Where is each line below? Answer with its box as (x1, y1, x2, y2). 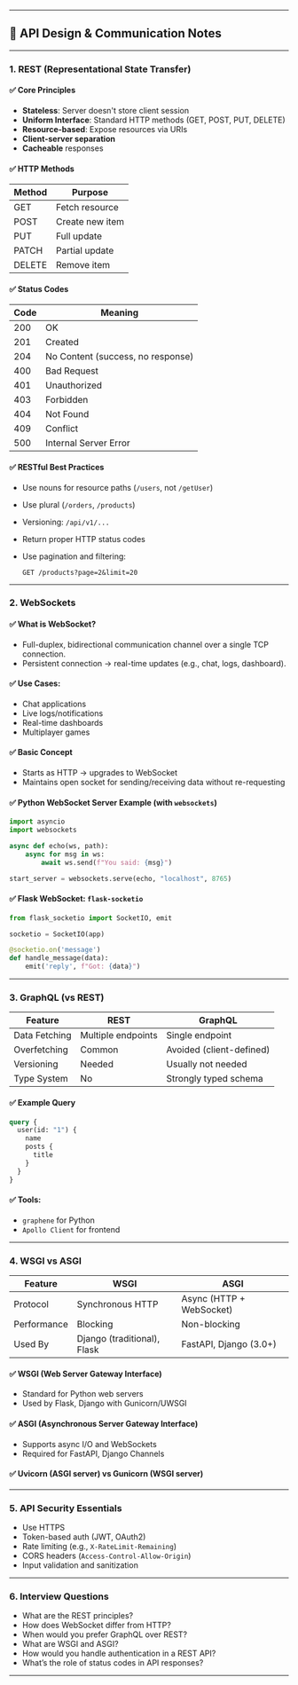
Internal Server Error (45, 437, 130, 449)
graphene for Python (21, 1215, 95, 1225)
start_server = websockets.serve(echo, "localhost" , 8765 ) (9, 874, 232, 883)
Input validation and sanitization (21, 1560, 139, 1571)
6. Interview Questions (9, 1590, 109, 1602)
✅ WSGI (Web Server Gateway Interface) (9, 1368, 162, 1379)
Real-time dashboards (21, 717, 104, 728)
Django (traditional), (76, 1333, 161, 1345)
